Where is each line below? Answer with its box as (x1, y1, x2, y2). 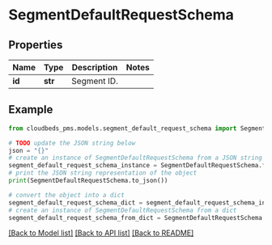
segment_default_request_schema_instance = (8, 162, 158, 170)
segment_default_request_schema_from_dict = (8, 213, 161, 222)
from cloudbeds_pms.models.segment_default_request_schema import (8, 124, 237, 133)
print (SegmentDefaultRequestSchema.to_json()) (8, 176, 168, 185)
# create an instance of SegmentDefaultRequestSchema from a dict (8, 206, 237, 214)
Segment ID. (71, 75, 119, 87)
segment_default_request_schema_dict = (8, 198, 143, 207)
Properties (8, 38, 63, 52)
